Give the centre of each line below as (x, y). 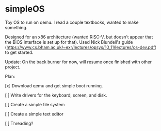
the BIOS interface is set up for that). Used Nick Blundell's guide (69, 42)
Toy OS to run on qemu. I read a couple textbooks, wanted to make (72, 22)
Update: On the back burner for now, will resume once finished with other (78, 62)
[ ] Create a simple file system (35, 104)
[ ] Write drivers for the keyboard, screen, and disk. (56, 95)
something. (16, 27)
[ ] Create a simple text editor (34, 114)
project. (13, 67)
